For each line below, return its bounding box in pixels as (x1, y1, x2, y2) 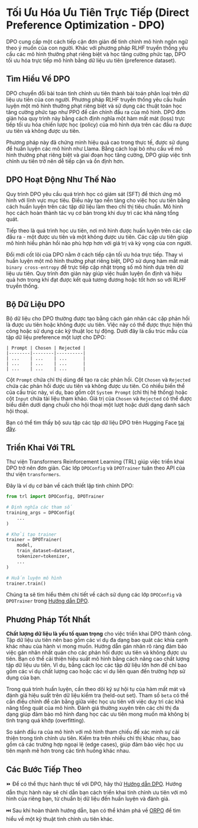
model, (17, 542, 33, 549)
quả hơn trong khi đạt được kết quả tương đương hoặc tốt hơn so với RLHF (6, 276, 187, 283)
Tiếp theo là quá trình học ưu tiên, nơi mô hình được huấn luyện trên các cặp (6, 227, 192, 234)
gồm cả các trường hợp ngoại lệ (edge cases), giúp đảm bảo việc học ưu (6, 741, 184, 748)
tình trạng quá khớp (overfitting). (6, 717, 86, 724)
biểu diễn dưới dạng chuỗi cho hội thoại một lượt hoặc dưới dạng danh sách (6, 402, 190, 409)
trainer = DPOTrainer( (6, 537, 62, 543)
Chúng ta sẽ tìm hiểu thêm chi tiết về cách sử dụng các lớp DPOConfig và (6, 591, 182, 598)
